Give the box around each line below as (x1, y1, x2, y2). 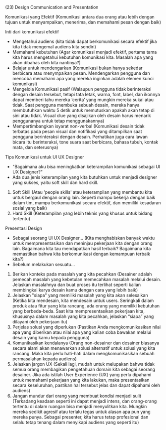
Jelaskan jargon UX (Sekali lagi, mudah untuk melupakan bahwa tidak (12, 361, 155, 367)
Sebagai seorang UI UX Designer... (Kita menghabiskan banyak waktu (12, 235, 155, 241)
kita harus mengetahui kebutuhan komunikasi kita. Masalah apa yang (12, 54, 154, 60)
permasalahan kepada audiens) (12, 356, 77, 362)
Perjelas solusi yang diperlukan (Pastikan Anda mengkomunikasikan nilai (12, 324, 161, 330)
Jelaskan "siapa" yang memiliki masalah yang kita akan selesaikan (12, 292, 148, 298)
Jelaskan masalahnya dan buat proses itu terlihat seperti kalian (12, 282, 141, 287)
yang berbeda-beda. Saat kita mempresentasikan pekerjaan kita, (12, 308, 145, 314)
